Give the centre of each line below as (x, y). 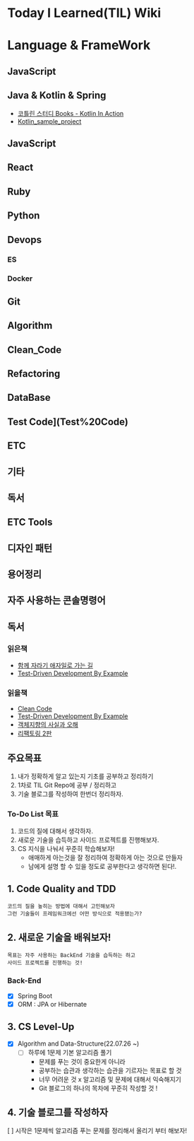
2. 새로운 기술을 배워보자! (59, 937)
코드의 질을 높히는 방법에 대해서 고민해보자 (61, 906)
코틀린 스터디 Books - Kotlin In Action (71, 113)
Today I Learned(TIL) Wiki (84, 13)
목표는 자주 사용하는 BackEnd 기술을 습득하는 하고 (71, 956)
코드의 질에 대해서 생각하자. (55, 831)
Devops (25, 239)
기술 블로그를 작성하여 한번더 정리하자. (70, 794)
